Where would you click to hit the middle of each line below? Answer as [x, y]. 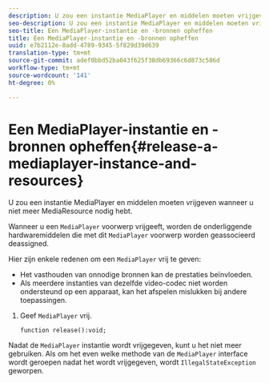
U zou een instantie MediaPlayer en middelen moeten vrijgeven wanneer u [131, 203]
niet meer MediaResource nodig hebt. [70, 211]
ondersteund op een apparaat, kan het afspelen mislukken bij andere [133, 292]
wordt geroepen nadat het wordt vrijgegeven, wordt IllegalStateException [132, 362]
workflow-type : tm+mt [44, 68]
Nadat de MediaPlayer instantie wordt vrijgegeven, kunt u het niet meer [125, 345]
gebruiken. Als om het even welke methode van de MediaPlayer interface [128, 354]
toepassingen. [43, 300]
